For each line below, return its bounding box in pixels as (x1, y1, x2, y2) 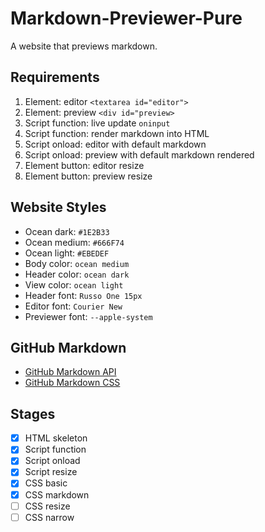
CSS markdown (24, 488, 90, 501)
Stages (10, 405, 56, 422)
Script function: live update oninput (24, 117, 171, 129)
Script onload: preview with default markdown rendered (24, 148, 255, 161)
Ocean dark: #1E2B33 (24, 225, 110, 237)
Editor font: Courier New (24, 300, 123, 312)
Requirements (10, 69, 100, 86)
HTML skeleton (24, 432, 88, 444)
